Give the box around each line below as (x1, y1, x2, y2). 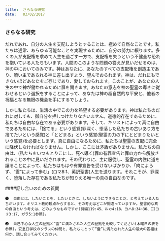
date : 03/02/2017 (5, 12, 45, 17)
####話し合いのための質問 (5, 185, 60, 191)
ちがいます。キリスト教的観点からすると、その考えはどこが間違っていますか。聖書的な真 (5, 201, 159, 206)
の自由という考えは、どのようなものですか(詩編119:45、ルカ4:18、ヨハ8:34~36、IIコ (5, 207, 159, 211)
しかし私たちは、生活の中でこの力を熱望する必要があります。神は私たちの (5, 107, 156, 113)
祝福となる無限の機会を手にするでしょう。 (5, 97, 91, 103)
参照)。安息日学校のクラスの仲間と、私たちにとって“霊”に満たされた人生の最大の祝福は (5, 226, 158, 232)
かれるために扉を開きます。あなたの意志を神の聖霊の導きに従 (35, 84, 160, 90)
